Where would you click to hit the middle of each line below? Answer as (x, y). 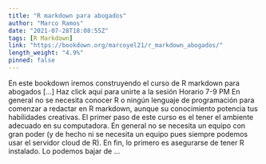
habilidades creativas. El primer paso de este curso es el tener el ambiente (131, 117)
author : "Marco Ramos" (46, 23)
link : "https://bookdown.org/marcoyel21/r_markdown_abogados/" (116, 46)
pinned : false (32, 61)
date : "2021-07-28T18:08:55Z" (59, 30)
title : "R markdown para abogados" (67, 16)
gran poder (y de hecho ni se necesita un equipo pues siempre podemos (128, 134)
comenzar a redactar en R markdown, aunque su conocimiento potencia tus (133, 108)
